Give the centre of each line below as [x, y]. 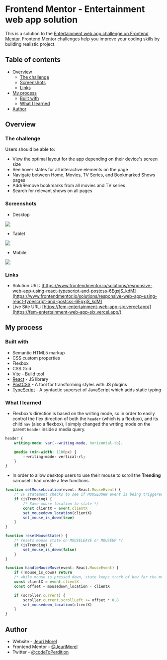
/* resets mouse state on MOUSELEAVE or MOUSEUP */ [69, 541]
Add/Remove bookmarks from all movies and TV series [69, 186]
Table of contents [33, 60]
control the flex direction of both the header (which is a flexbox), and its [85, 419]
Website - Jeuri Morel [35, 641]
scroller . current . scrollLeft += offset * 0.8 [71, 600]
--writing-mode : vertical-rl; [54, 456]
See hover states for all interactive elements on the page [70, 170]
